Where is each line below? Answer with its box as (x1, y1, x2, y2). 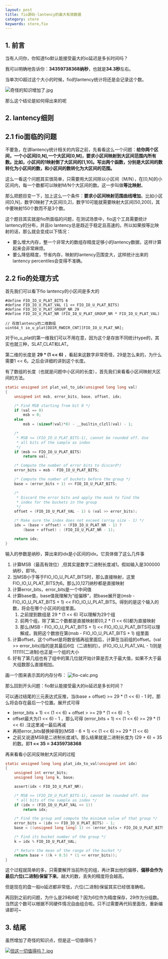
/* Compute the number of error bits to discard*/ (14, 463, 122, 468)
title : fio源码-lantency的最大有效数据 (5, 12, 81, 17)
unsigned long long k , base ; (14, 775, 75, 780)
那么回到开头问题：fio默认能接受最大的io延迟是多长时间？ (5, 682, 124, 688)
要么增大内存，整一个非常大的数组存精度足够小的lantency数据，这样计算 (12, 239, 161, 245)
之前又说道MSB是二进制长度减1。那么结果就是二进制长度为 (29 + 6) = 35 (12, 734, 162, 740)
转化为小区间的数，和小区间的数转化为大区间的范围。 (5, 166, 115, 172)
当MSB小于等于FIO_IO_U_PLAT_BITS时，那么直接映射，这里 (12, 574, 135, 580)
